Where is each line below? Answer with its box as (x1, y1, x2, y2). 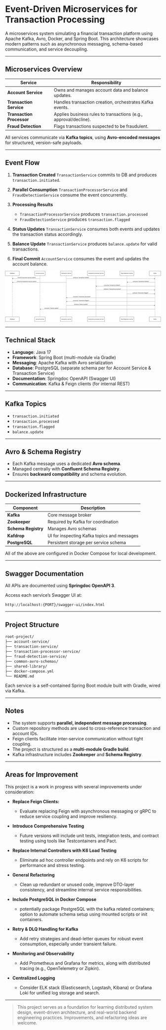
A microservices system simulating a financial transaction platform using (5, 30, 153, 36)
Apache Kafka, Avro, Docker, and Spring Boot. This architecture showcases (5, 36, 159, 42)
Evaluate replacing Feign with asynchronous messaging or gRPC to (19, 808, 157, 814)
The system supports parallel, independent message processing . (12, 720, 148, 726)
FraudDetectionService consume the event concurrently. (12, 192, 127, 198)
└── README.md (5, 674, 35, 679)
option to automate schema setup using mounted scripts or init (19, 911, 148, 917)
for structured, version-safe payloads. (5, 140, 83, 146)
